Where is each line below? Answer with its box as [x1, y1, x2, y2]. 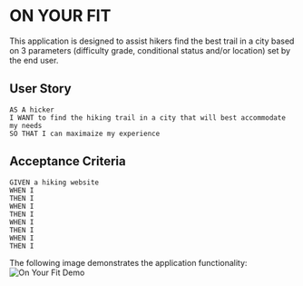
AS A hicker [9, 105, 54, 114]
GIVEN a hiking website [9, 178, 100, 187]
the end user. [9, 54, 59, 65]
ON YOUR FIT [9, 5, 112, 26]
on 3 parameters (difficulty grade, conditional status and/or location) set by [9, 44, 291, 55]
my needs [9, 121, 43, 130]
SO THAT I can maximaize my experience [9, 129, 161, 138]
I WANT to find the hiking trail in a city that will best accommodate [9, 113, 286, 123]
